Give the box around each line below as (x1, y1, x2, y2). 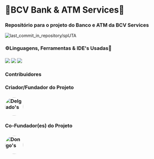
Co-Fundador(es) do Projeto (5, 123, 73, 129)
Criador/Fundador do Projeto (5, 84, 74, 91)
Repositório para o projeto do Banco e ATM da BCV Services (5, 22, 149, 29)
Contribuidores (5, 71, 42, 78)
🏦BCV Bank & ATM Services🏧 (5, 4, 124, 16)
